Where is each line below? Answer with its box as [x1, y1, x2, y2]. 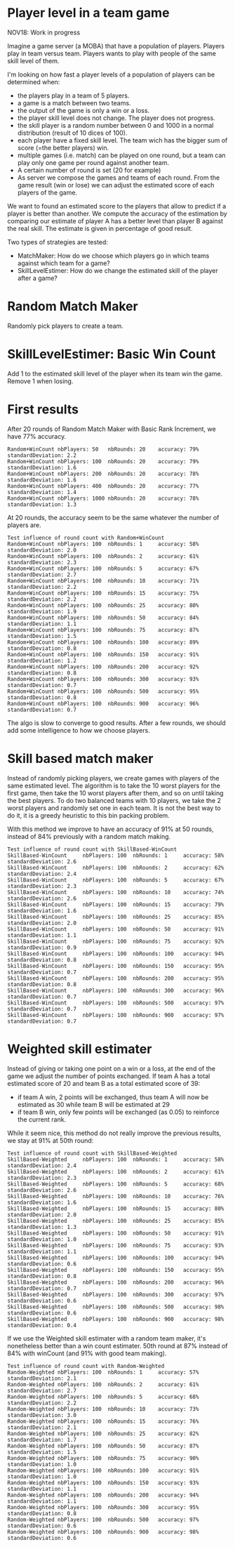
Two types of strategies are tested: [7, 237, 109, 246]
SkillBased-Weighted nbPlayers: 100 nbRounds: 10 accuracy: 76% [7, 1193, 224, 1200]
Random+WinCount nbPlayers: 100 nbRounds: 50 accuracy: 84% [7, 614, 199, 621]
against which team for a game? [17, 258, 111, 267]
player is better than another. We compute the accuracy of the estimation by [7, 209, 228, 218]
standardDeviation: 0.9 [7, 944, 77, 951]
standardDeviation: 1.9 [7, 608, 77, 615]
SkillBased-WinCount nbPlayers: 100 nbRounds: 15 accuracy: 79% [7, 901, 224, 908]
